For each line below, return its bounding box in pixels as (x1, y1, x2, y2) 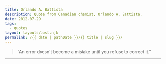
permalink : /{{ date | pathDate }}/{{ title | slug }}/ (5, 35, 123, 40)
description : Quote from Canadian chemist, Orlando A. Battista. (5, 12, 142, 17)
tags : (5, 21, 16, 26)
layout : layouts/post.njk (5, 30, 58, 35)
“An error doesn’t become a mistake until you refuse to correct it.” (17, 48, 151, 55)
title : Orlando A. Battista (5, 7, 63, 12)
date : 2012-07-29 (5, 16, 41, 21)
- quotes (9, 26, 28, 31)
